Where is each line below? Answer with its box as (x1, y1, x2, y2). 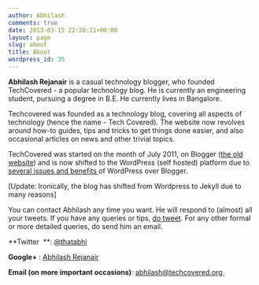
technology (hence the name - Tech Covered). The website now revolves (8, 117, 246, 127)
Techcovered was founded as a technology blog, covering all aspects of (8, 109, 242, 118)
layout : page (8, 33, 51, 42)
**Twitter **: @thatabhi (8, 237, 87, 246)
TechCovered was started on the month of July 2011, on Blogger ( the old (8, 149, 243, 158)
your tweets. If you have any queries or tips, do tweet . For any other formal (8, 213, 251, 223)
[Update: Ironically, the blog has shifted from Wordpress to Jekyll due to (8, 181, 242, 191)
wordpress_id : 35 (8, 56, 65, 64)
